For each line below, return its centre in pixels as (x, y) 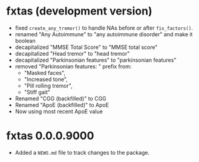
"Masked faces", (44, 73)
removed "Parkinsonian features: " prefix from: (73, 66)
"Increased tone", (46, 79)
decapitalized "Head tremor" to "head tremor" (72, 53)
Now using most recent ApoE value (59, 111)
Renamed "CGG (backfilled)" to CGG (61, 99)
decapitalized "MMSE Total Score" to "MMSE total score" (86, 47)
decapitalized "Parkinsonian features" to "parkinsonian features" (96, 60)
